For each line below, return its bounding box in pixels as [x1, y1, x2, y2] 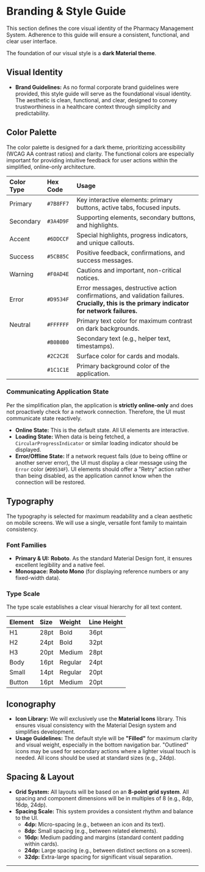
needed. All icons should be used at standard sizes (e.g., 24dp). [15, 754, 176, 762]
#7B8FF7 [46, 200, 69, 207]
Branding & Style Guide [6, 4, 126, 18]
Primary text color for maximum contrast [76, 317, 193, 325]
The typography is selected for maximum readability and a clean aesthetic [6, 513, 193, 520]
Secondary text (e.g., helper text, [76, 334, 171, 342]
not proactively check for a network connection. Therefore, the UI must [6, 408, 185, 415]
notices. [76, 274, 99, 282]
